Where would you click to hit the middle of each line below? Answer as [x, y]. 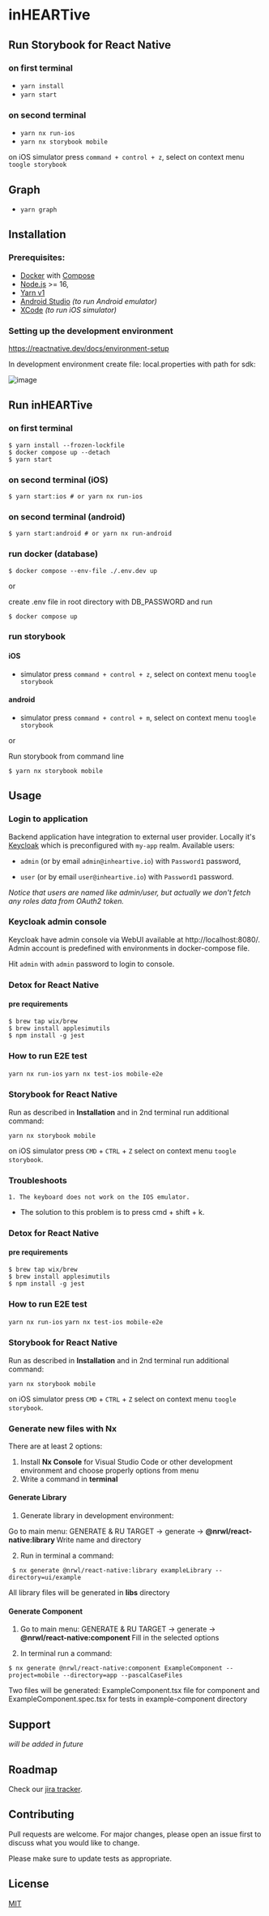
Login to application [48, 819]
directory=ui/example [45, 1578]
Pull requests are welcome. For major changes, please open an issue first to [135, 1834]
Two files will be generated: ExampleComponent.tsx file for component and [134, 1691]
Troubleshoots [38, 1180]
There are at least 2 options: [56, 1446]
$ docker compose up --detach [60, 452]
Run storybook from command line [66, 756]
